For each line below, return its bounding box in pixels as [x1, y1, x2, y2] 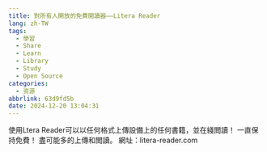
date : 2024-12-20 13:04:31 [8, 102, 100, 110]
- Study [15, 65, 42, 73]
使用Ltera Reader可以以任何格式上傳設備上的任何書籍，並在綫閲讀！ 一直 [8, 125, 252, 135]
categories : [8, 79, 49, 87]
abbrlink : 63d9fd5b [8, 95, 74, 103]
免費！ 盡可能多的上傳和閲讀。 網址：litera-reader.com [15, 135, 198, 146]
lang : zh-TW [8, 19, 49, 27]
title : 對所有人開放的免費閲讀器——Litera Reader [8, 11, 161, 20]
